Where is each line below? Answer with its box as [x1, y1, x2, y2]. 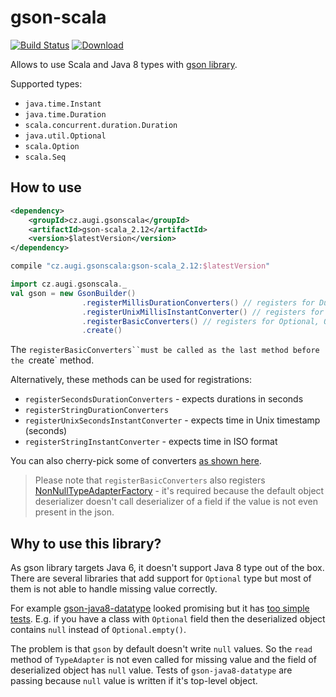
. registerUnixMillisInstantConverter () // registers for [81, 307, 325, 317]
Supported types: [10, 77, 83, 90]
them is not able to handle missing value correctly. [10, 583, 218, 595]
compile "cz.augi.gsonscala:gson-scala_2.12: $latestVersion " [10, 261, 271, 271]
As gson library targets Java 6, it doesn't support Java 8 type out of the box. [10, 562, 325, 574]
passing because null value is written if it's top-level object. [10, 675, 258, 687]
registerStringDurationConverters [24, 406, 169, 416]
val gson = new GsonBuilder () [10, 288, 137, 298]
